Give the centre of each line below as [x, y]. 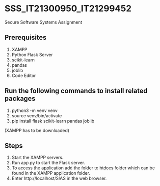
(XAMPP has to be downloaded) [37, 130]
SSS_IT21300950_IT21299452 [68, 9]
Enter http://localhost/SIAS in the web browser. [59, 178]
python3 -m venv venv [35, 110]
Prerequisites [26, 38]
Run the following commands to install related [76, 91]
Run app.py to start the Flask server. [48, 163]
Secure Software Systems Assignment [43, 22]
